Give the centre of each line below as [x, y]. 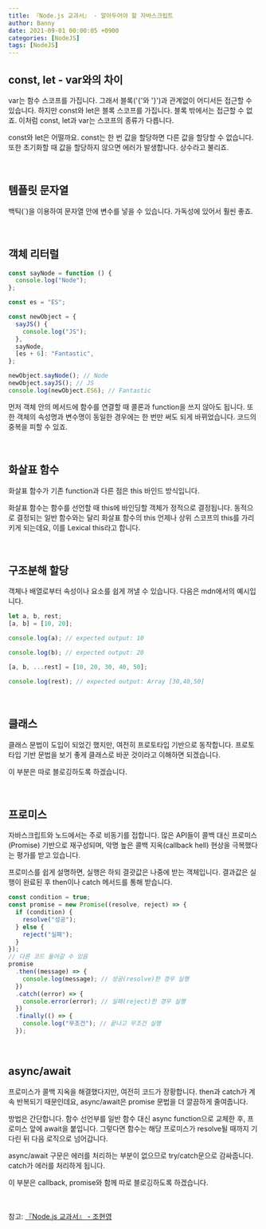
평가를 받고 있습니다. [49, 855]
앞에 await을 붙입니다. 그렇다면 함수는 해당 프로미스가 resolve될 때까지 [139, 1128]
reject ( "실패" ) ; [48, 934]
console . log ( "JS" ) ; [55, 331]
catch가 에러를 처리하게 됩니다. [57, 1165]
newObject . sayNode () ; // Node [59, 376]
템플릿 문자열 [39, 190]
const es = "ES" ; [37, 303]
